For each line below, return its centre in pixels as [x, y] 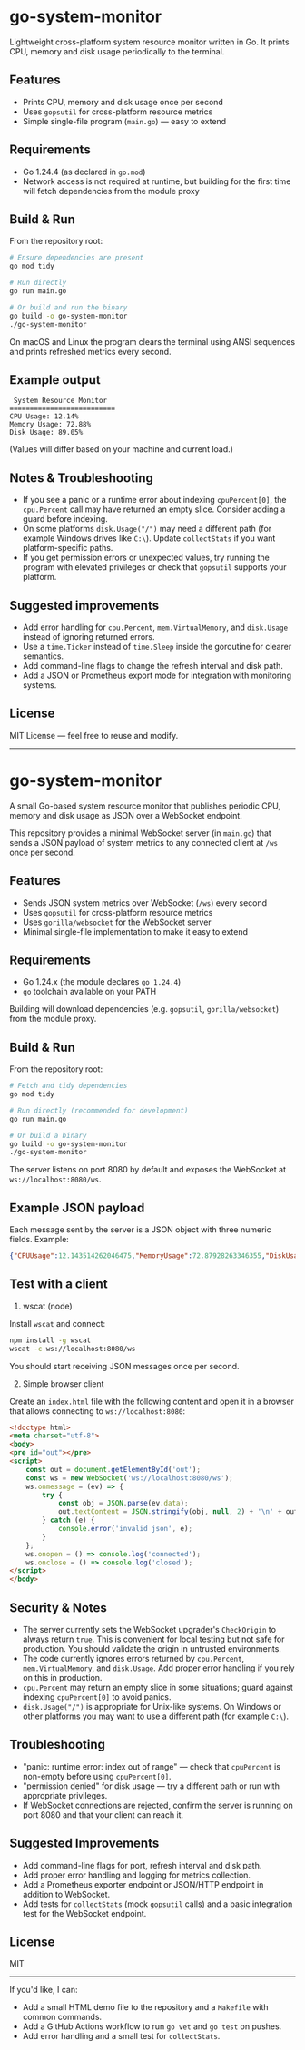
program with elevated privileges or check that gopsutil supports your [154, 567]
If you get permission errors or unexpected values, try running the [146, 558]
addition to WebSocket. [66, 1894]
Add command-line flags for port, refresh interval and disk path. [142, 1865]
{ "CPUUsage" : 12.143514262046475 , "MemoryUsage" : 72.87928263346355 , [138, 1256]
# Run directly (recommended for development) [99, 1110]
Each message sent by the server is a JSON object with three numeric [140, 1230]
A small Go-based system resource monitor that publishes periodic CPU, [145, 806]
